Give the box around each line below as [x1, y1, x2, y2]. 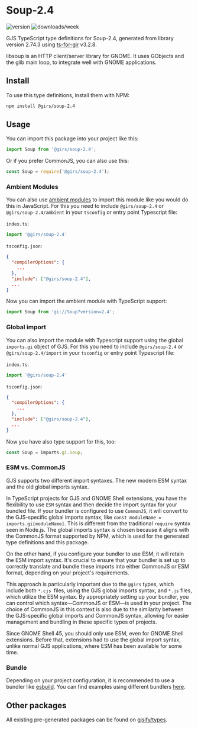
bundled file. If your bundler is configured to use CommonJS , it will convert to [6, 507, 188, 514]
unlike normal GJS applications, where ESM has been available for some [6, 642, 182, 649]
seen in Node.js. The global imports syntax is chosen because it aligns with [6, 526, 190, 533]
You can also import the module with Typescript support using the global [6, 336, 183, 343]
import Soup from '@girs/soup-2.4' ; [6, 146, 96, 153]
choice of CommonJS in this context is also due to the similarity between [6, 605, 184, 613]
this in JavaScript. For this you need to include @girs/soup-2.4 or [6, 203, 164, 210]
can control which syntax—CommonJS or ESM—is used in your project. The [6, 599, 192, 606]
